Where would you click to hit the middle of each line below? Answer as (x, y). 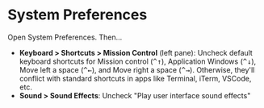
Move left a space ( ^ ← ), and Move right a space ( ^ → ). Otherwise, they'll (137, 69)
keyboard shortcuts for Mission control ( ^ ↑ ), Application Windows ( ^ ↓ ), (138, 61)
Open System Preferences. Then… (65, 37)
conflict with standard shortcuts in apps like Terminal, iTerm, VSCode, (135, 78)
